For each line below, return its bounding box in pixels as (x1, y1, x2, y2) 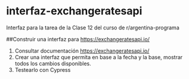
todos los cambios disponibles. (14, 60, 91, 67)
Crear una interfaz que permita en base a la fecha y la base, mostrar (14, 53, 183, 60)
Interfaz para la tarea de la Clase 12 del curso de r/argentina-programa (6, 24, 180, 31)
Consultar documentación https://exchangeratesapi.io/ (14, 47, 150, 54)
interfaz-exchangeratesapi (6, 4, 142, 18)
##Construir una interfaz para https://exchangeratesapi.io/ (6, 35, 150, 42)
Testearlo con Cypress (14, 66, 71, 73)
